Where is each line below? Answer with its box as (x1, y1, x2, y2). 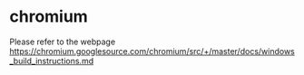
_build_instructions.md (9, 55, 93, 66)
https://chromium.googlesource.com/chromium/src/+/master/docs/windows (9, 45, 295, 56)
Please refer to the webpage (9, 36, 116, 47)
